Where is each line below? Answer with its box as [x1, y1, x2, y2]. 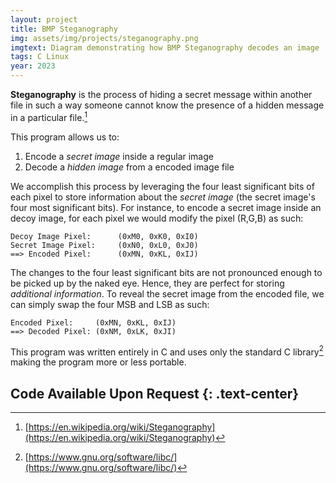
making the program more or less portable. [10, 356, 187, 368]
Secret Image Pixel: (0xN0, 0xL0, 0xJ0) [10, 240, 199, 250]
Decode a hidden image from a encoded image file [24, 161, 235, 173]
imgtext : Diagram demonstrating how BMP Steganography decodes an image [10, 42, 320, 53]
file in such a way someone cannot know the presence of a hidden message [10, 99, 325, 111]
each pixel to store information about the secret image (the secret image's [10, 191, 316, 203]
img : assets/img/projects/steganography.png [10, 33, 199, 43]
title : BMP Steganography [10, 24, 118, 34]
